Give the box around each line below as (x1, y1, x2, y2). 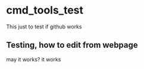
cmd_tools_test (6, 4, 84, 17)
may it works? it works (6, 55, 61, 63)
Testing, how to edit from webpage (6, 40, 138, 50)
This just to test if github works (6, 23, 82, 30)
